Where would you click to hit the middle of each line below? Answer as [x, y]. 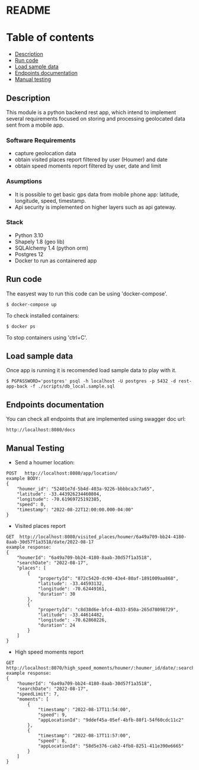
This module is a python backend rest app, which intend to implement [91, 112]
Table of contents [50, 38]
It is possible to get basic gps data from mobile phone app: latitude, [97, 194]
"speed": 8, [52, 741]
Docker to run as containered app [56, 260]
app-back [17, 386]
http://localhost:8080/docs [41, 430]
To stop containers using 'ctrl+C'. [47, 337]
